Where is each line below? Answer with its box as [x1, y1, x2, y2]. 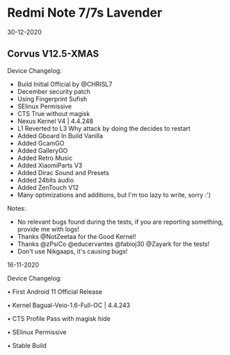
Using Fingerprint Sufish [17, 94, 88, 103]
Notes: [7, 204, 26, 213]
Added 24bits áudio [17, 176, 74, 184]
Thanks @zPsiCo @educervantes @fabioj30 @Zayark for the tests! [17, 240, 210, 248]
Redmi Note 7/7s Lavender [7, 5, 163, 21]
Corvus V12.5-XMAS [7, 48, 99, 60]
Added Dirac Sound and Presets [17, 168, 110, 176]
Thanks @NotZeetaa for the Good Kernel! [17, 232, 137, 240]
